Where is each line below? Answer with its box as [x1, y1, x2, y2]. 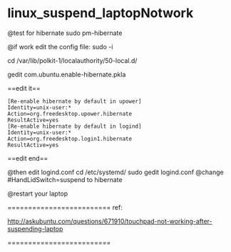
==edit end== [7, 153, 48, 162]
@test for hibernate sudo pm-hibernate [7, 29, 123, 37]
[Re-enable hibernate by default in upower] [7, 98, 142, 105]
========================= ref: [7, 203, 123, 211]
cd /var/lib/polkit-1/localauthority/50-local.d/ [7, 56, 138, 65]
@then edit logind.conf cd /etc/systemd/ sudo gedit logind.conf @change [7, 168, 224, 176]
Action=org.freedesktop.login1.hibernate [7, 135, 133, 142]
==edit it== [7, 84, 41, 92]
